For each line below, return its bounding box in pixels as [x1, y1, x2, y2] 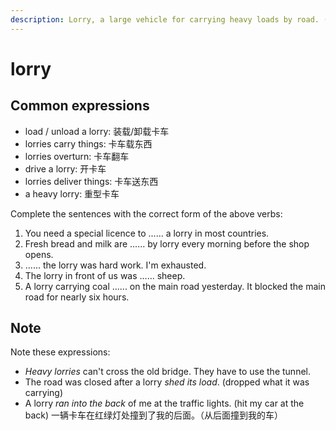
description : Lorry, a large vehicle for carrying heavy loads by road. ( [10, 14, 329, 25]
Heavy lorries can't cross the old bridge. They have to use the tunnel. [24, 366, 311, 378]
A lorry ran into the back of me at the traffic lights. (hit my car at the [24, 397, 305, 410]
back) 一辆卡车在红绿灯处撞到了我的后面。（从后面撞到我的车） [24, 409, 284, 421]
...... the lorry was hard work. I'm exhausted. [24, 259, 207, 271]
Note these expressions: [10, 346, 111, 358]
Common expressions [10, 97, 150, 115]
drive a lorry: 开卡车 [24, 162, 107, 175]
